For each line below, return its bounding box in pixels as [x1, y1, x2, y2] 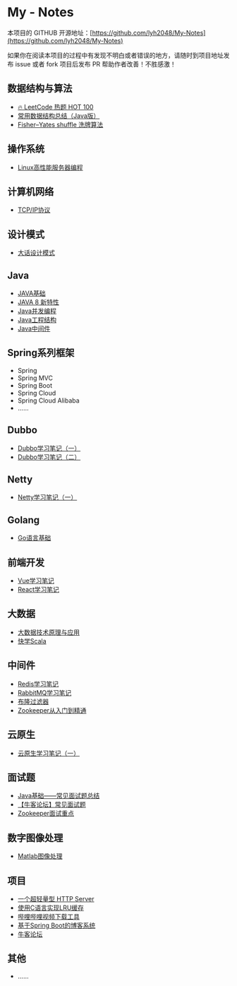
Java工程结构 [17, 316, 57, 323]
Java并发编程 [17, 307, 57, 315]
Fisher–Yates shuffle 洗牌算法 [17, 120, 104, 129]
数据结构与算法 [7, 83, 73, 95]
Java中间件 [17, 324, 51, 333]
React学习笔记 [17, 586, 60, 594]
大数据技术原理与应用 [17, 628, 80, 636]
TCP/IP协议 [17, 206, 51, 214]
